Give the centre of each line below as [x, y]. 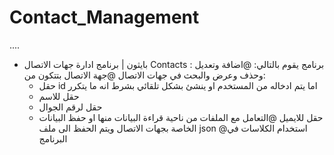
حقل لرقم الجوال [70, 107]
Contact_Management [104, 17]
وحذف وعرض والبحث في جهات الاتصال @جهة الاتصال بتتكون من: [144, 75]
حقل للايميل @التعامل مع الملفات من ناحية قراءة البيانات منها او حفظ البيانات [181, 117]
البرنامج [53, 138]
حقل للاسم [59, 96]
